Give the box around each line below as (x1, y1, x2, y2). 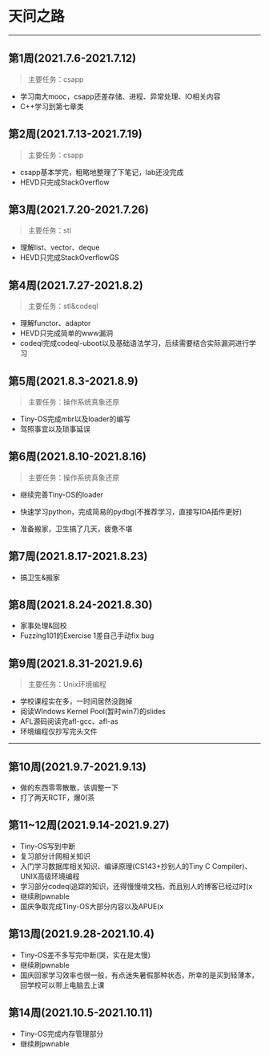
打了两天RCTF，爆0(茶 (19, 793, 95, 802)
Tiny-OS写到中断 (19, 841, 76, 851)
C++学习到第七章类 (19, 101, 84, 111)
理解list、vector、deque (19, 242, 100, 253)
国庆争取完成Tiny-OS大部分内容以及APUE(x (19, 901, 164, 911)
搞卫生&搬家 (19, 572, 60, 582)
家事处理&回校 (19, 621, 67, 631)
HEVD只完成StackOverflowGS (19, 253, 120, 262)
